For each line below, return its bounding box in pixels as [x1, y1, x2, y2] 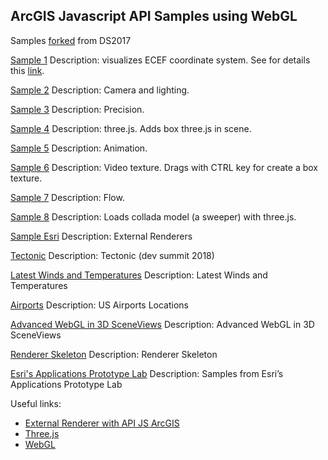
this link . [10, 64, 45, 76]
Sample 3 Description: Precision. [10, 103, 145, 115]
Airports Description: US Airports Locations [10, 299, 189, 311]
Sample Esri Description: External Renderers [10, 230, 193, 242]
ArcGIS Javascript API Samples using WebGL [10, 8, 298, 25]
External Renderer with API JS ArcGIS [24, 417, 180, 429]
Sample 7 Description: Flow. [10, 191, 125, 203]
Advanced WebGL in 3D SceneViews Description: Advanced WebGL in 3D [10, 318, 315, 330]
